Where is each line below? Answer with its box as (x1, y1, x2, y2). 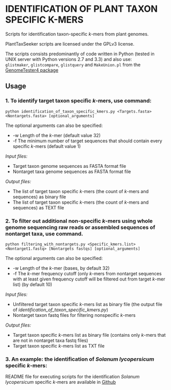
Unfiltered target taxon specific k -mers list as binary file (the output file (12, 301, 162, 307)
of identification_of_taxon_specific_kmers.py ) (12, 307, 109, 313)
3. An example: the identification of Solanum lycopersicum (5, 355, 155, 362)
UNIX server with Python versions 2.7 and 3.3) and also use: (5, 56, 132, 62)
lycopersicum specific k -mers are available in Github (5, 379, 116, 385)
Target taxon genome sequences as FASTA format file (12, 163, 127, 169)
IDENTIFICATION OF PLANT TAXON (5, 3, 158, 15)
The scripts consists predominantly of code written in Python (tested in (5, 51, 155, 57)
